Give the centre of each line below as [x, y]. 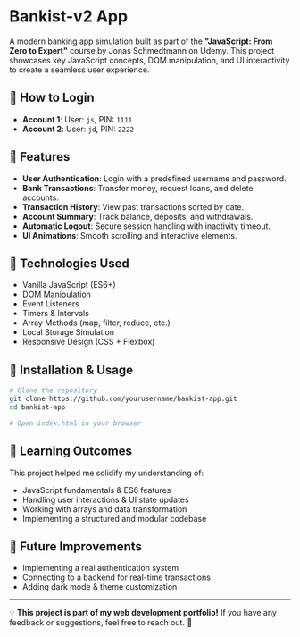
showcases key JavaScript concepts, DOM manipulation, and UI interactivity [150, 60]
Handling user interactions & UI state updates [105, 499]
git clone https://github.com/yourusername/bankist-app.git [124, 399]
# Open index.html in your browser [75, 423]
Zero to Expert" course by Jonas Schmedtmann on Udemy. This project [142, 50]
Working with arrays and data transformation [104, 509]
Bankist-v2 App [68, 17]
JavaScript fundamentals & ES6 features [96, 490]
